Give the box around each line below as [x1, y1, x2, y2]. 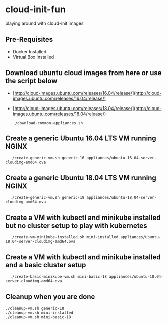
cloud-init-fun [5, 4, 66, 15]
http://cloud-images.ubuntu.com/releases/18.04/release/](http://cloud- [14, 105, 162, 111]
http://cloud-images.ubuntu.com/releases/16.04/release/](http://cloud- [14, 90, 162, 96]
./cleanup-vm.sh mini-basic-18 [5, 314, 71, 320]
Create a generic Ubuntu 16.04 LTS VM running [5, 134, 156, 142]
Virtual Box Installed [12, 54, 54, 60]
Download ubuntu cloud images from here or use [5, 68, 162, 77]
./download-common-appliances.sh [12, 120, 83, 125]
